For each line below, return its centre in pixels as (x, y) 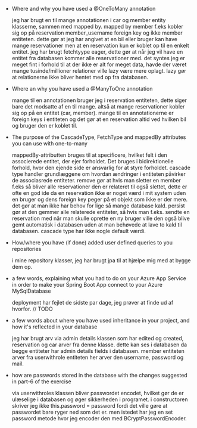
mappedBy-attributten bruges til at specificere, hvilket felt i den (90, 155)
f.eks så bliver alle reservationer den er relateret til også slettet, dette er (99, 187)
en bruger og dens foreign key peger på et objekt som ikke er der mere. (100, 199)
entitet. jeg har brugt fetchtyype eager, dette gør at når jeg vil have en (97, 52)
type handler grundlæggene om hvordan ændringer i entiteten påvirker (98, 174)
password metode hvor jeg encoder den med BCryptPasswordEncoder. (99, 418)
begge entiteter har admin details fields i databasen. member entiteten (98, 351)
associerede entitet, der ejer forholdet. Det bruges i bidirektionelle (93, 161)
